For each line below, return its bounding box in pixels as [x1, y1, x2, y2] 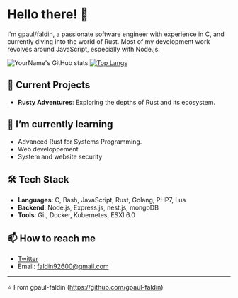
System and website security [17, 152, 103, 161]
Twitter [17, 255, 39, 263]
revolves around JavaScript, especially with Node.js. [7, 45, 161, 53]
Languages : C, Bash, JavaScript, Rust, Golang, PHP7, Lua [17, 196, 186, 205]
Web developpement [17, 144, 79, 153]
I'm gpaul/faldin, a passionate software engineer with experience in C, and [7, 30, 225, 38]
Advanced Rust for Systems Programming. [17, 137, 142, 146]
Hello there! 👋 [7, 6, 89, 23]
